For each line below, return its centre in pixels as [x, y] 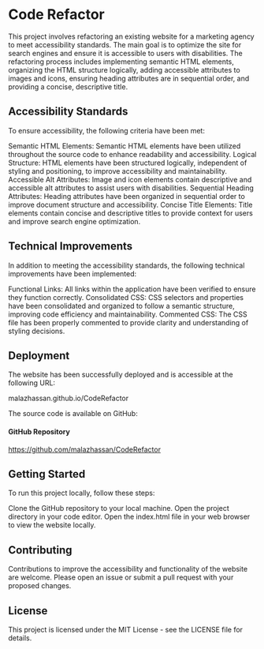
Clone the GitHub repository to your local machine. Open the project [119, 508]
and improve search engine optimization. [74, 221]
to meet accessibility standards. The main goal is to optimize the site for [125, 44]
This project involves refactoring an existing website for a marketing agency [131, 36]
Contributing [40, 550]
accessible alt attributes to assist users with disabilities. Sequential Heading [131, 188]
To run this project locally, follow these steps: [82, 493]
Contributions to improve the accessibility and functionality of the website [128, 569]
